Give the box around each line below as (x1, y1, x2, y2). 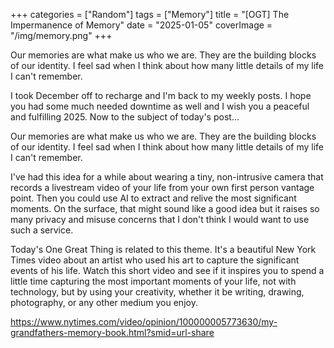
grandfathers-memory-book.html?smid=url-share (10, 327, 215, 338)
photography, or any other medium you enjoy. (10, 297, 198, 308)
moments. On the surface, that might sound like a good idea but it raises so (10, 203, 320, 214)
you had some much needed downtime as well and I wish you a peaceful (10, 100, 310, 112)
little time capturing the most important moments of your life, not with (10, 275, 297, 287)
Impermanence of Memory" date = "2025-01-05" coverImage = (10, 19, 273, 31)
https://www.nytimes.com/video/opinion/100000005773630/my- (10, 316, 278, 328)
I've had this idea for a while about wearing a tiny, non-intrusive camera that (10, 171, 324, 183)
